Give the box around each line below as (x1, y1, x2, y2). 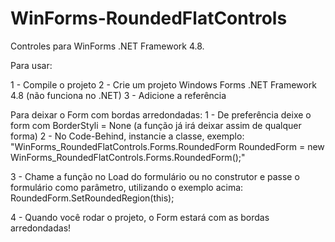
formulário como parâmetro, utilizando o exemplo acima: (10, 181, 244, 193)
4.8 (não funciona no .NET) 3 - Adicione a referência (10, 89, 227, 101)
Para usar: (10, 59, 53, 71)
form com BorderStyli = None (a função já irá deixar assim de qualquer (10, 119, 302, 131)
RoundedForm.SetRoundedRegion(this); (10, 192, 175, 204)
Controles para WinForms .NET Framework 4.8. (10, 40, 205, 52)
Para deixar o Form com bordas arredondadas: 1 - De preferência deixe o (10, 108, 312, 121)
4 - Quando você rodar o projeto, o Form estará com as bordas (10, 211, 270, 223)
